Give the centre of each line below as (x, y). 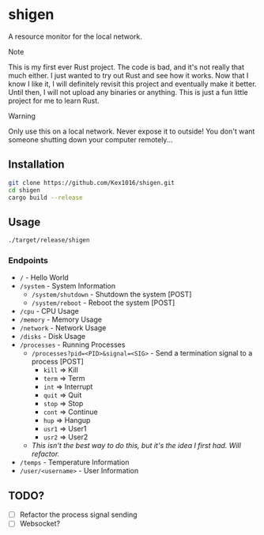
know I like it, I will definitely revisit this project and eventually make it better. (132, 84)
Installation (36, 165)
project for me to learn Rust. (54, 100)
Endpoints (28, 260)
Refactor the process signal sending (78, 514)
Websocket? (40, 524)
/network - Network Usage (63, 328)
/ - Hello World (44, 277)
